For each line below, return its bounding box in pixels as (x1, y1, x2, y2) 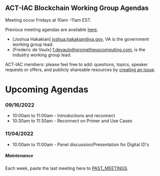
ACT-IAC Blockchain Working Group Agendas (5, 4, 149, 12)
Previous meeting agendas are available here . (5, 27, 98, 33)
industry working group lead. (12, 52, 72, 58)
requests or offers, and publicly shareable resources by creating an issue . (5, 67, 156, 72)
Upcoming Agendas (5, 84, 89, 95)
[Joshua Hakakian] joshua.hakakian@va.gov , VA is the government (12, 36, 150, 42)
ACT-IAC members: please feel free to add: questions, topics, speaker (5, 61, 148, 67)
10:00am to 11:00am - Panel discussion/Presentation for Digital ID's (12, 141, 150, 147)
